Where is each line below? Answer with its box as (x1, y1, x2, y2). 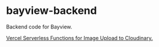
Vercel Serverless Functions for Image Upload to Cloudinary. (6, 34, 153, 41)
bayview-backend (6, 4, 97, 17)
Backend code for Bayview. (6, 23, 72, 30)
